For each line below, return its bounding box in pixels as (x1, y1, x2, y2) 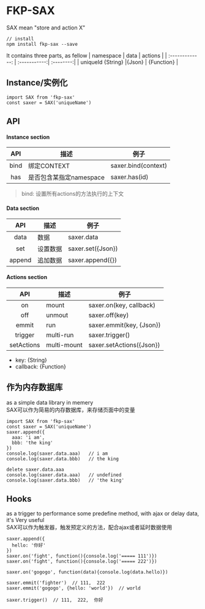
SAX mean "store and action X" (6, 24, 86, 31)
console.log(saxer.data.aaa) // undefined (6, 472, 122, 478)
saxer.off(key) (88, 310, 129, 319)
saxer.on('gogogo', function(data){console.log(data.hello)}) (6, 569, 168, 575)
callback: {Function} (15, 362, 66, 370)
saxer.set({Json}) (68, 244, 118, 253)
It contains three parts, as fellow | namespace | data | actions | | (6, 51, 167, 59)
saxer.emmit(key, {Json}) (88, 321, 161, 329)
